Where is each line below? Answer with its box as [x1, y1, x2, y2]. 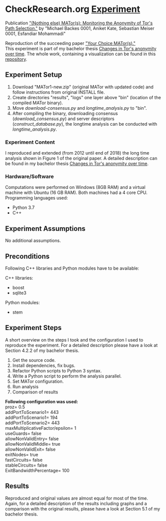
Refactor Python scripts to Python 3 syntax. [12, 367, 102, 373]
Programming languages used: [5, 195, 68, 201]
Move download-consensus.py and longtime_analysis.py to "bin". [12, 105, 147, 111]
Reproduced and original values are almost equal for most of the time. [5, 495, 148, 501]
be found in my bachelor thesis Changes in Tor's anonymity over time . [5, 161, 149, 167]
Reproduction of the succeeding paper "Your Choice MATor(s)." [5, 40, 136, 46]
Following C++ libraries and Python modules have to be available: [5, 265, 139, 271]
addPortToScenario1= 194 [5, 414, 58, 420]
